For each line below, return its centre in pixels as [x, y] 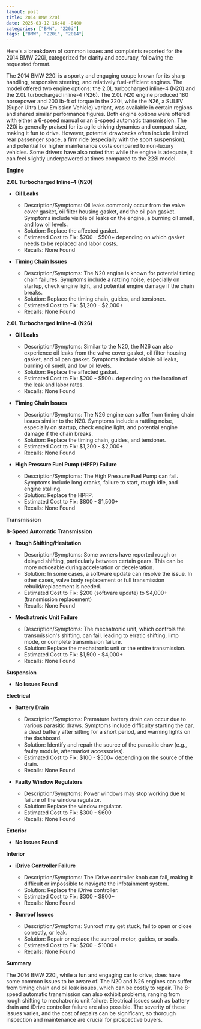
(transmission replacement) [58, 599]
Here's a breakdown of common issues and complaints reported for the [94, 51]
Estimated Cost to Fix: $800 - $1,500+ [71, 502]
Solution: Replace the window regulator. [73, 807]
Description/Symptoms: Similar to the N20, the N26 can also [98, 347]
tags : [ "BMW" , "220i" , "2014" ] [45, 34]
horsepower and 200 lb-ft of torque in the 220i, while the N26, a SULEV [95, 101]
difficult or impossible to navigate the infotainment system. [96, 884]
